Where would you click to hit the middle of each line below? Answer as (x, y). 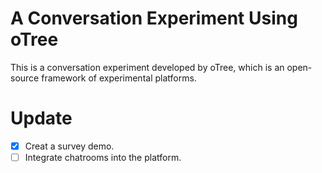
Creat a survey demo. (69, 146)
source (25, 78)
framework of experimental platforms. (119, 78)
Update (41, 118)
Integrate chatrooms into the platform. (103, 157)
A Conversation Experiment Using (154, 18)
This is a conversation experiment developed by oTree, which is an (147, 67)
